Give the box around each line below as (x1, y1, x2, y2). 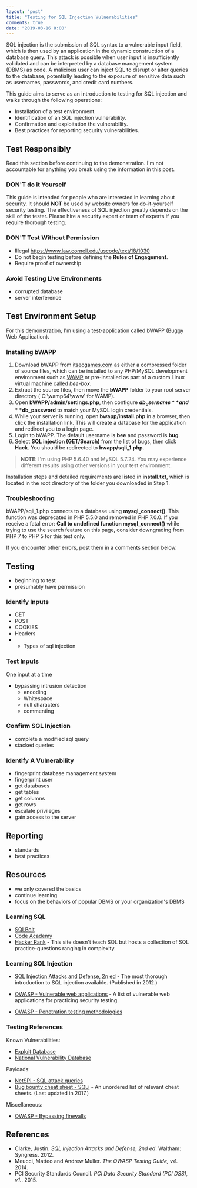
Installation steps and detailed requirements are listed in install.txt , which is (6, 473, 189, 480)
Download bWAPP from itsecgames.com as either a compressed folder (14, 361, 187, 369)
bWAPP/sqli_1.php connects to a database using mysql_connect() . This (6, 508, 179, 515)
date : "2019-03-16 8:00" (6, 25, 67, 31)
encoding (23, 688, 47, 695)
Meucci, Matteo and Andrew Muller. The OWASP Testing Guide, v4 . (14, 1157, 178, 1165)
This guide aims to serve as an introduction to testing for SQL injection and (6, 90, 187, 97)
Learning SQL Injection (6, 960, 73, 967)
